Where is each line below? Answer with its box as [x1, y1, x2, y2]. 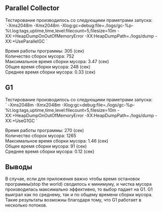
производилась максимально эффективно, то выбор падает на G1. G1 [5, 186, 153, 193]
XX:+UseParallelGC [5, 38, 45, 44]
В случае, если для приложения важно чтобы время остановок [5, 176, 140, 182]
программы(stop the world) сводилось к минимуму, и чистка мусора [5, 181, 152, 187]
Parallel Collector [5, 4, 60, 12]
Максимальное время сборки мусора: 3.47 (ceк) [5, 58, 109, 64]
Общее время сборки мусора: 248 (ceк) [5, 64, 91, 70]
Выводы [5, 163, 32, 171]
